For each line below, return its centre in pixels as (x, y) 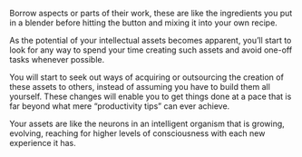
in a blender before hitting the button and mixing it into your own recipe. (144, 23)
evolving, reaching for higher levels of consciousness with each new (137, 133)
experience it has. (43, 143)
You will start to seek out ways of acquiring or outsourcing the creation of (146, 77)
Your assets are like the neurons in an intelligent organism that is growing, (147, 123)
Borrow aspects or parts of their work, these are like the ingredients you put (151, 13)
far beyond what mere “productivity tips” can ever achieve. (120, 106)
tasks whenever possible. (57, 59)
